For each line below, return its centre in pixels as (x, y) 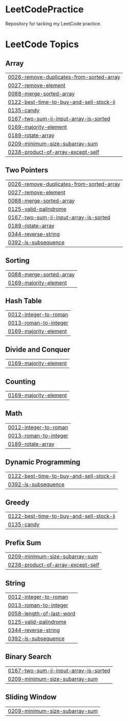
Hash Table (24, 301)
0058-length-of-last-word (42, 614)
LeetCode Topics (42, 44)
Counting (20, 381)
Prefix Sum (23, 543)
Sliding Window (31, 697)
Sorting (17, 261)
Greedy (17, 503)
